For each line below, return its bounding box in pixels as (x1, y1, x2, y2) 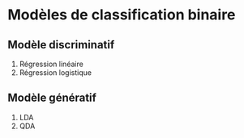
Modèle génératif (7, 91, 96, 105)
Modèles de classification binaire (7, 6, 236, 24)
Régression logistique (19, 68, 92, 77)
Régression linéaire (19, 59, 84, 69)
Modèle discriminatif (7, 38, 115, 52)
